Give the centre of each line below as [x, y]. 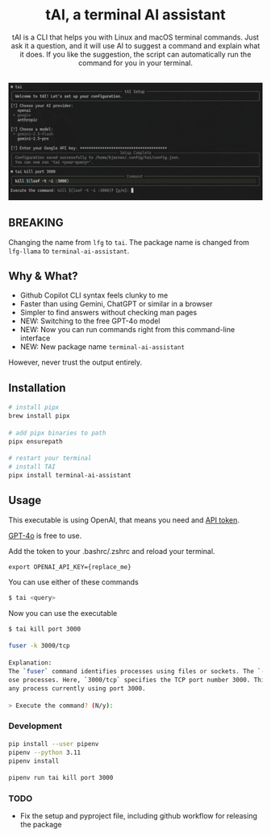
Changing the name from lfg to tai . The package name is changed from [129, 242]
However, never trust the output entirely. [75, 362]
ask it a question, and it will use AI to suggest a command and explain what [135, 45]
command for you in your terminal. [135, 63]
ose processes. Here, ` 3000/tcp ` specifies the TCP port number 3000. [129, 680]
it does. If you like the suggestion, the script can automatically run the [135, 54]
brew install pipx [39, 416]
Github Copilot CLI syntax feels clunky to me [94, 295]
